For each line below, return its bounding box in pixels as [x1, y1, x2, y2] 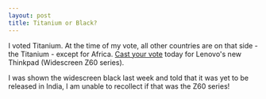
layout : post [8, 11, 52, 20]
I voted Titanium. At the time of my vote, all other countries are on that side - [8, 40, 258, 50]
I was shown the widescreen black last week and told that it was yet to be [8, 73, 249, 82]
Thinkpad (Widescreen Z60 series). [8, 57, 125, 67]
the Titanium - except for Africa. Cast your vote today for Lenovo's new [8, 49, 242, 59]
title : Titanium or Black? [8, 19, 98, 27]
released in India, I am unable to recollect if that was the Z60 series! [8, 81, 230, 91]
